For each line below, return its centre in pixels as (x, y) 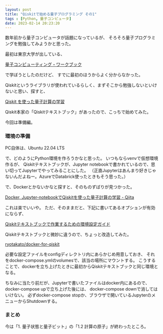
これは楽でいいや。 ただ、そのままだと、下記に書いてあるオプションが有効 (80, 207)
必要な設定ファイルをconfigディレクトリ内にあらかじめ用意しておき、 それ (80, 254)
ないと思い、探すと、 (26, 91)
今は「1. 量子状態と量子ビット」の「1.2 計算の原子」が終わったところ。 (77, 326)
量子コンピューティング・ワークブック (43, 64)
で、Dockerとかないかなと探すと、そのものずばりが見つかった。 (70, 187)
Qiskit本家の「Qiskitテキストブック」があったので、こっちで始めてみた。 (78, 112)
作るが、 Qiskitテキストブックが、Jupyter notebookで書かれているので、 (78, 164)
